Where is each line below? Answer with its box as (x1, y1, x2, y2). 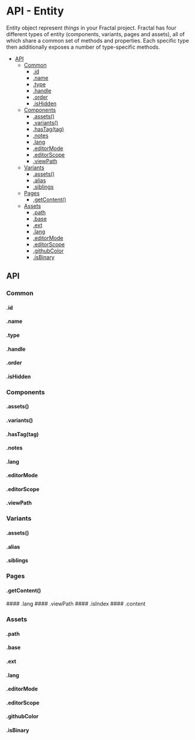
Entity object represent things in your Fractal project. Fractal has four (6, 24, 177, 31)
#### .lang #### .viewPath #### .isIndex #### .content (6, 600, 146, 607)
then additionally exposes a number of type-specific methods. (6, 43, 160, 51)
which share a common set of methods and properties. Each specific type (6, 37, 189, 44)
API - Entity (6, 4, 64, 18)
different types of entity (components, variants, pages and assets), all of (6, 30, 185, 37)
